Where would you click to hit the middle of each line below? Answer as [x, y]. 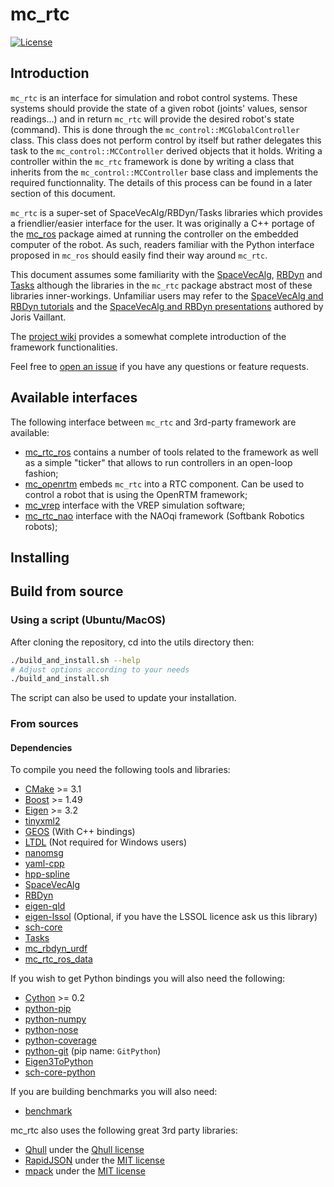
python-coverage [60, 1040]
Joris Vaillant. [38, 317]
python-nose [51, 1030]
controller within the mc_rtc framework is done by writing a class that [152, 161]
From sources [44, 724]
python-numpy [55, 1019]
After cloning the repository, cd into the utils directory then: [132, 642]
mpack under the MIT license [85, 1171]
